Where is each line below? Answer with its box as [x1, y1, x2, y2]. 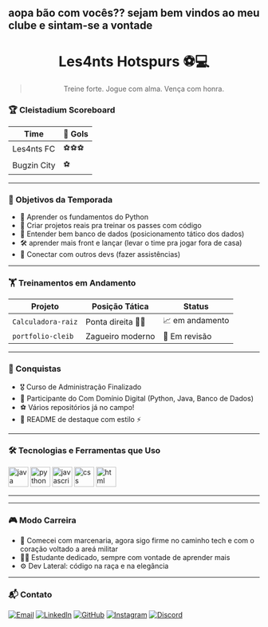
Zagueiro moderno [85, 331, 156, 342]
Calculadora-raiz [12, 317, 78, 326]
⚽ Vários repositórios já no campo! [19, 402, 135, 412]
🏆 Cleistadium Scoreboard [8, 104, 116, 116]
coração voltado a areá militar [19, 544, 118, 554]
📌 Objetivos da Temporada [8, 194, 113, 205]
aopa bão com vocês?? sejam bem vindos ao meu [8, 6, 260, 20]
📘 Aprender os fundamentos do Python [19, 211, 149, 222]
